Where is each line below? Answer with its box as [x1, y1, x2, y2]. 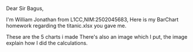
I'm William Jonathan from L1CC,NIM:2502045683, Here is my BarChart [6, 16, 179, 23]
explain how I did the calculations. [6, 40, 88, 46]
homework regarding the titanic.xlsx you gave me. [6, 23, 127, 29]
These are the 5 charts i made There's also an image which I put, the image [6, 34, 188, 40]
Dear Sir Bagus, [6, 5, 44, 12]
